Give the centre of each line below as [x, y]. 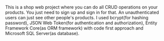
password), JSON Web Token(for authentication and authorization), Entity [81, 23]
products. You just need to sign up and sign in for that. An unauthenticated [82, 12]
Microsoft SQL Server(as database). [42, 33]
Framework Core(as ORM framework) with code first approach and [74, 28]
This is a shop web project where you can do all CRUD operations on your [81, 7]
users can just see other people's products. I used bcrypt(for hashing [77, 18]
